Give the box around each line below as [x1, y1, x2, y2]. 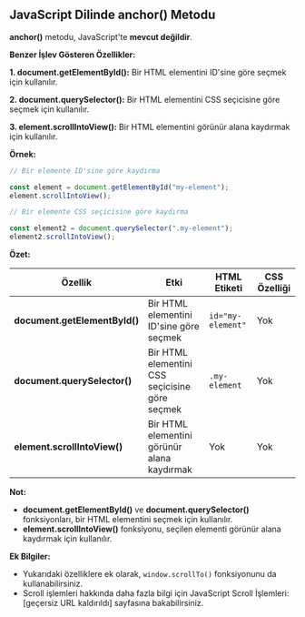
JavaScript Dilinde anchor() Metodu [9, 7, 216, 23]
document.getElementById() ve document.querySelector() [22, 504, 250, 515]
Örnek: [9, 148, 36, 159]
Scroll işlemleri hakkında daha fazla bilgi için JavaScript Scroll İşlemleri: [22, 588, 290, 599]
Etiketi [214, 282, 243, 295]
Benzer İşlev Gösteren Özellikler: [9, 49, 136, 60]
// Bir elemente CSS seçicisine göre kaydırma [9, 207, 189, 217]
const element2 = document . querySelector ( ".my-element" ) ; [9, 224, 233, 233]
